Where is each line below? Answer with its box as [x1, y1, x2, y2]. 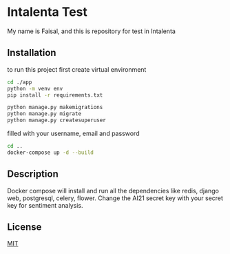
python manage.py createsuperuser [7, 117, 107, 124]
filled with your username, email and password [7, 129, 140, 137]
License [7, 221, 42, 233]
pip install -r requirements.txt [7, 91, 103, 99]
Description [7, 168, 59, 180]
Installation [7, 47, 56, 59]
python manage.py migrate [7, 110, 81, 117]
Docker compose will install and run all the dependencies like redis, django [7, 186, 219, 195]
